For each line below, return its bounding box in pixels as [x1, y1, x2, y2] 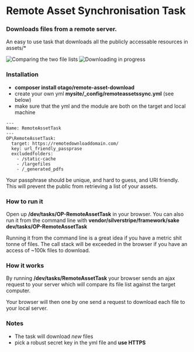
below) [14, 96, 32, 103]
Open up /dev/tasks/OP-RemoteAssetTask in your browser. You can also [6, 211, 184, 218]
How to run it [6, 197, 43, 206]
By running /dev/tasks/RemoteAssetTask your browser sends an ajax [6, 275, 175, 282]
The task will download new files [14, 333, 93, 340]
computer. [6, 287, 31, 294]
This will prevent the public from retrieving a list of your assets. [6, 183, 158, 190]
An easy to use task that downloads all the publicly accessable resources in [6, 38, 188, 45]
